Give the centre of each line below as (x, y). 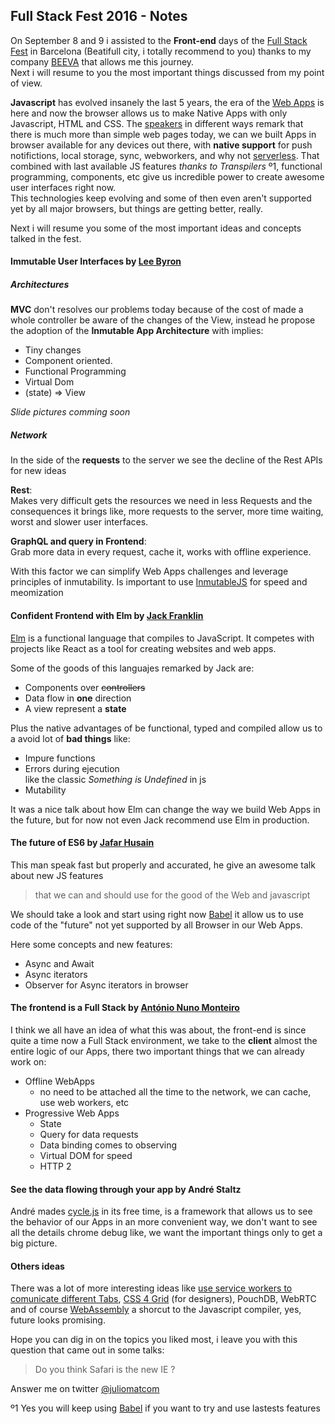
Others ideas (37, 1266)
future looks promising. (58, 1320)
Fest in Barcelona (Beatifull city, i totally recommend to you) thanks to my (161, 51)
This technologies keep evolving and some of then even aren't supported (161, 198)
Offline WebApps (60, 1081)
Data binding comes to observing (108, 1145)
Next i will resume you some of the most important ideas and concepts (156, 228)
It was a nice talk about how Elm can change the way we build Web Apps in (165, 809)
